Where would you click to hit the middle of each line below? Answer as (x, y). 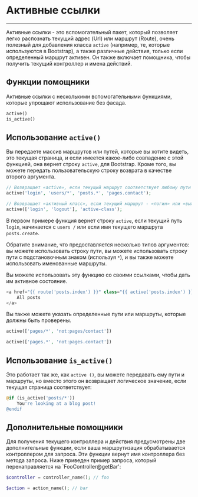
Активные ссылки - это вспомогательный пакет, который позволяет (92, 32)
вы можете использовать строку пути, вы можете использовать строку (97, 251)
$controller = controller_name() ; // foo (58, 477)
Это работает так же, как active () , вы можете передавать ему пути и (95, 375)
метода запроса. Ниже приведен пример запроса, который (81, 460)
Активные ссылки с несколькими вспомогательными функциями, (89, 96)
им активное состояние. (37, 281)
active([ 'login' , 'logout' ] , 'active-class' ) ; (64, 209)
